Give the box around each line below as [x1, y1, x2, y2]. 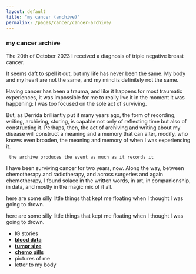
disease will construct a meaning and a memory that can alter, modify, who [6, 130, 188, 137]
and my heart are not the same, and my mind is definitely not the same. [6, 76, 179, 83]
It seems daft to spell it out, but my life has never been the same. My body [6, 70, 186, 77]
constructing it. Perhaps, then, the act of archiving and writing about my [6, 124, 181, 131]
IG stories [14, 230, 38, 237]
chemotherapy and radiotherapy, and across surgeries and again [6, 171, 164, 178]
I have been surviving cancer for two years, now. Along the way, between [6, 164, 184, 171]
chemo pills [14, 248, 44, 256]
